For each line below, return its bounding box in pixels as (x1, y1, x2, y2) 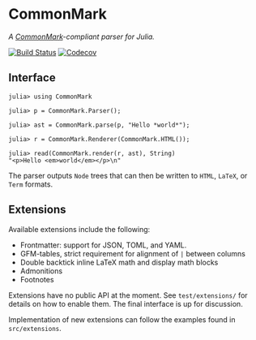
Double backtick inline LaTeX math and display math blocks (19, 257, 219, 267)
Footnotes (19, 274, 54, 284)
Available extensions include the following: (8, 224, 151, 234)
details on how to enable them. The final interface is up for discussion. (8, 299, 243, 308)
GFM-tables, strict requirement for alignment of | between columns (19, 248, 245, 258)
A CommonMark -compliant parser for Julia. (8, 32, 156, 41)
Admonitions (19, 265, 63, 276)
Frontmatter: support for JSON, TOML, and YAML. (19, 240, 187, 250)
